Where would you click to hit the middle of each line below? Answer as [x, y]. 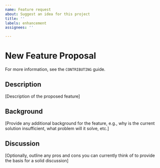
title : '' [15, 18]
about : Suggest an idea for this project [48, 14]
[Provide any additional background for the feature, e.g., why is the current [80, 123]
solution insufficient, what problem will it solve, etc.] [57, 128]
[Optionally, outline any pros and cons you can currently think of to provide [80, 155]
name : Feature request [28, 9]
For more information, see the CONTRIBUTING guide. [55, 69]
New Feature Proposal [51, 56]
